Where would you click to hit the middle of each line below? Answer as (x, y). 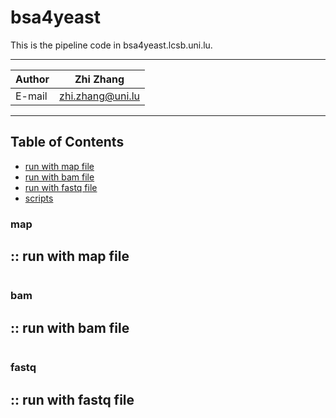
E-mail (31, 96)
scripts (39, 198)
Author (32, 79)
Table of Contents (67, 142)
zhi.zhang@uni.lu (99, 96)
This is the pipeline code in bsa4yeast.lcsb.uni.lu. (111, 45)
